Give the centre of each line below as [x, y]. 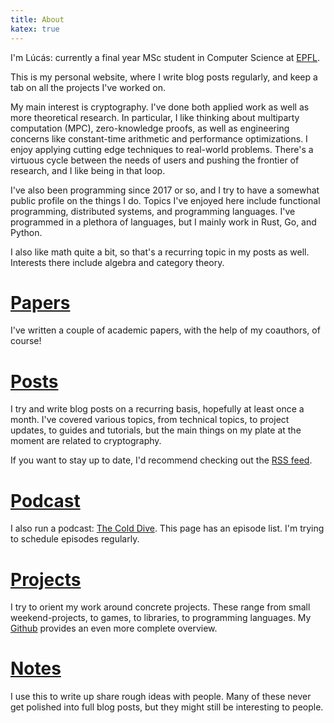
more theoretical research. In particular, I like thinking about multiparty [155, 117]
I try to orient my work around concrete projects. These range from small [160, 607]
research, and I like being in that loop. [88, 170]
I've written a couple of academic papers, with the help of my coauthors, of [165, 330]
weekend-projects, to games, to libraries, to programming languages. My [161, 618]
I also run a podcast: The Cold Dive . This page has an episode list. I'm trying [167, 528]
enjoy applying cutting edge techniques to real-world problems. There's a [162, 149]
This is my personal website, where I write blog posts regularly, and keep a [164, 77]
